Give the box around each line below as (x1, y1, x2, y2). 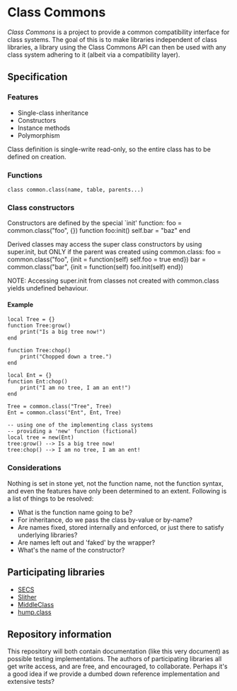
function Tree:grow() (7, 322, 71, 330)
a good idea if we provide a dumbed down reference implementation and (7, 670, 220, 678)
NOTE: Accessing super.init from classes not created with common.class (7, 276, 219, 285)
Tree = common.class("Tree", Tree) (7, 403, 112, 410)
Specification (7, 71, 68, 83)
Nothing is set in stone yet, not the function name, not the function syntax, (7, 479, 224, 487)
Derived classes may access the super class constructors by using (7, 240, 202, 249)
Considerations (7, 463, 62, 473)
